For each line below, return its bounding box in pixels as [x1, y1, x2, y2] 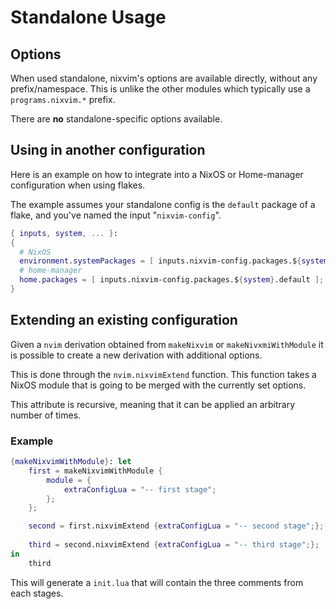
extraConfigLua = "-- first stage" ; [63, 484, 217, 495]
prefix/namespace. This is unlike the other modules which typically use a [10, 83, 311, 95]
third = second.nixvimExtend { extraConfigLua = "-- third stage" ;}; [28, 540, 320, 550]
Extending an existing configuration [10, 312, 238, 329]
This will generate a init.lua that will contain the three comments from [10, 576, 304, 588]
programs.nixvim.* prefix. [10, 94, 116, 105]
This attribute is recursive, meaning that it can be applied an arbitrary [10, 398, 296, 410]
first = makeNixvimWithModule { [28, 466, 163, 476]
